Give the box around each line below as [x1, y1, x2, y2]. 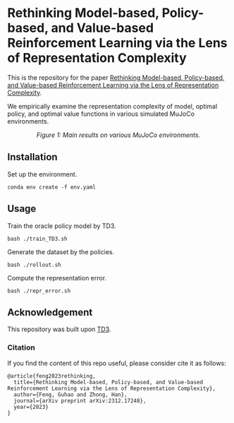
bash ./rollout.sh [7, 261, 61, 268]
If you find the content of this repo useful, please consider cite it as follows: [7, 359, 227, 367]
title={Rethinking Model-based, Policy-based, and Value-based [13, 379, 203, 386]
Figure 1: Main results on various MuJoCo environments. [36, 131, 201, 139]
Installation [7, 151, 58, 163]
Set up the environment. [7, 169, 78, 178]
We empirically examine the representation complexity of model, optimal [7, 102, 218, 110]
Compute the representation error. [7, 273, 107, 282]
